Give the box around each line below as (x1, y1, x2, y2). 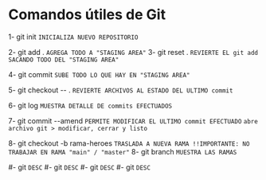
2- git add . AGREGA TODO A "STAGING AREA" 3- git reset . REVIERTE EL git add (8, 47, 259, 57)
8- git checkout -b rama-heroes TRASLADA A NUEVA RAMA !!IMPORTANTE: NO (8, 138, 250, 148)
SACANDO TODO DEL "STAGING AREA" (8, 56, 119, 64)
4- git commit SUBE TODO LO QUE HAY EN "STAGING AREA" (8, 69, 190, 79)
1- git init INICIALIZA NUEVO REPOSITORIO (8, 32, 139, 41)
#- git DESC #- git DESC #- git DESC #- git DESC (8, 162, 151, 172)
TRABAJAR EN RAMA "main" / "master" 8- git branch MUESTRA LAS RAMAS (8, 147, 237, 156)
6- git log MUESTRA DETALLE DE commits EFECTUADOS (8, 100, 173, 110)
